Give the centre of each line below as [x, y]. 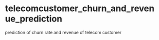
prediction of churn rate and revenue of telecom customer [63, 32]
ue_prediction [34, 19]
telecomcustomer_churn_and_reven [80, 9]
